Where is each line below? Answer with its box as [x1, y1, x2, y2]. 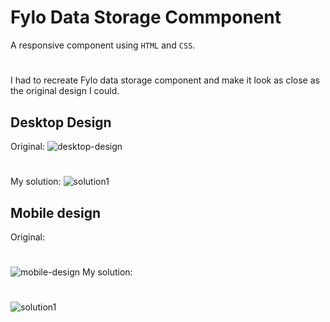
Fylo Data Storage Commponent [10, 6, 282, 29]
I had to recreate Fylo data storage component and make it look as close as [10, 74, 320, 86]
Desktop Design [10, 114, 112, 131]
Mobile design [10, 204, 102, 221]
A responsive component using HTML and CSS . [10, 39, 196, 51]
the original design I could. [10, 85, 120, 97]
